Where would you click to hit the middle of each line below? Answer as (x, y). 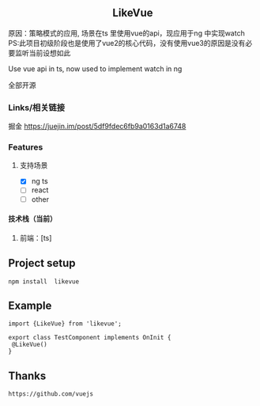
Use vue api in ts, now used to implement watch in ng (95, 68)
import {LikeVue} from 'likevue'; (65, 324)
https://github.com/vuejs (51, 394)
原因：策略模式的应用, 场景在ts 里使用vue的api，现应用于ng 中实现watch (126, 33)
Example (30, 305)
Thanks (27, 376)
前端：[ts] (36, 237)
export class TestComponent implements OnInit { (90, 338)
